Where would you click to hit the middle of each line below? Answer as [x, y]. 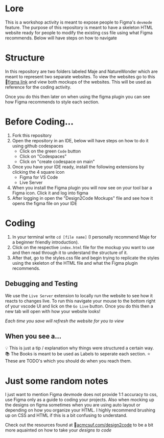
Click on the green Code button [50, 151]
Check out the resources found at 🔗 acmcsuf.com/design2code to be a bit [79, 425]
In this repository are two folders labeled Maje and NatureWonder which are [82, 71]
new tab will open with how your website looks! [53, 311]
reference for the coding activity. [38, 87]
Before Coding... [39, 122]
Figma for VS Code [39, 177]
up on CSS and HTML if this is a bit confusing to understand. [66, 415]
